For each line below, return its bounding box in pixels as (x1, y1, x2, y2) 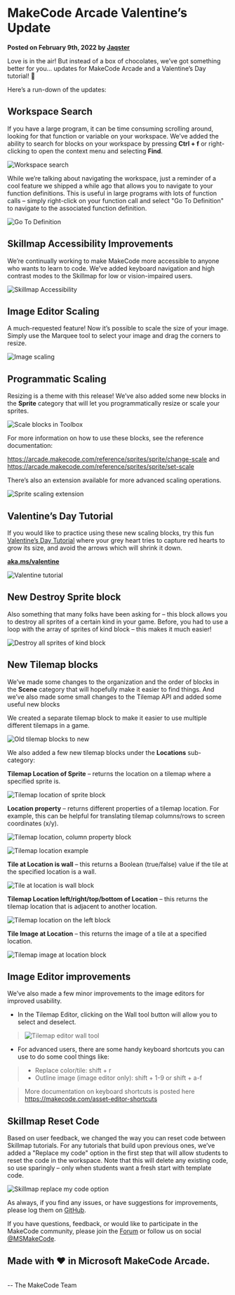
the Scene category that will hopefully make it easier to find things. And (7, 685, 215, 693)
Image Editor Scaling (7, 305, 100, 317)
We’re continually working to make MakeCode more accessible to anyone (7, 257, 220, 265)
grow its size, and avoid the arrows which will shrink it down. (7, 543, 182, 552)
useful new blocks (7, 700, 60, 708)
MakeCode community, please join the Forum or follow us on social (7, 1227, 201, 1235)
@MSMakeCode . (7, 1235, 56, 1243)
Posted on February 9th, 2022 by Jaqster (7, 43, 130, 51)
